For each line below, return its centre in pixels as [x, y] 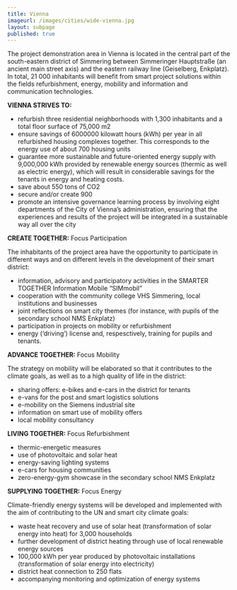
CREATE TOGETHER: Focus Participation [67, 238]
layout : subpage [31, 27]
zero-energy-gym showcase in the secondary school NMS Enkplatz [116, 478]
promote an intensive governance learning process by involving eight [118, 202]
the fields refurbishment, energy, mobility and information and [98, 84]
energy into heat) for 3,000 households [75, 534]
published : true [31, 34]
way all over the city [47, 225]
